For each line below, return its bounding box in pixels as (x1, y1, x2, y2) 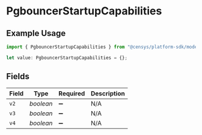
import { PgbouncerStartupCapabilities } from (6, 44, 125, 50)
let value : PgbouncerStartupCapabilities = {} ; (6, 55, 128, 61)
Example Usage (6, 28, 66, 38)
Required (58, 89, 85, 97)
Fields (6, 71, 30, 82)
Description (91, 89, 125, 97)
